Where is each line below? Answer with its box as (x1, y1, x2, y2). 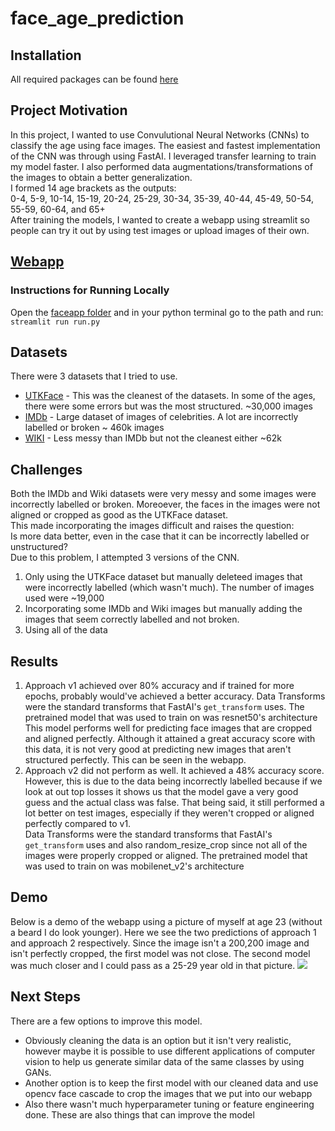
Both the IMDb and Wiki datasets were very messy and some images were (10, 488, 317, 500)
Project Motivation (10, 102, 128, 119)
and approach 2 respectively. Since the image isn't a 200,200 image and (10, 937, 310, 949)
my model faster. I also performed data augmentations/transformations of (10, 160, 313, 172)
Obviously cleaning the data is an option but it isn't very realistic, (24, 1034, 292, 1046)
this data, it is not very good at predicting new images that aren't (24, 743, 292, 755)
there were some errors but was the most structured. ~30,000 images (24, 400, 313, 412)
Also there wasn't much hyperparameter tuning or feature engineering (24, 1098, 315, 1110)
